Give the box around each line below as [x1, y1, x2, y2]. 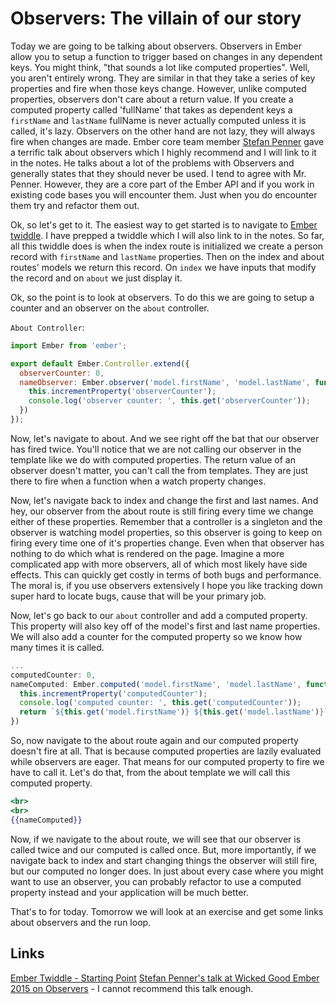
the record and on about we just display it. [10, 272, 183, 284]
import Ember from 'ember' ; [10, 340, 128, 351]
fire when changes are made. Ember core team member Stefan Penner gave [10, 135, 325, 147]
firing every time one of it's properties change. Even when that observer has [10, 537, 325, 549]
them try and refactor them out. [10, 199, 140, 211]
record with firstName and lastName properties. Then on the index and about [10, 250, 325, 262]
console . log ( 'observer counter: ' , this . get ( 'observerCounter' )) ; [28, 396, 311, 406]
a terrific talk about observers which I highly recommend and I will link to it [10, 146, 317, 158]
